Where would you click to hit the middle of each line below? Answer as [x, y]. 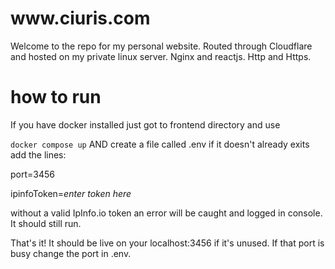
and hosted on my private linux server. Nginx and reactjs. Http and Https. [161, 56]
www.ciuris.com [80, 18]
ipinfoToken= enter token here [71, 193]
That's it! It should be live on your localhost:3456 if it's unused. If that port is [167, 243]
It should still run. [46, 223]
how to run [56, 97]
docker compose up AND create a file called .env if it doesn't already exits [160, 144]
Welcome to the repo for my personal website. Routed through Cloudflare [161, 46]
